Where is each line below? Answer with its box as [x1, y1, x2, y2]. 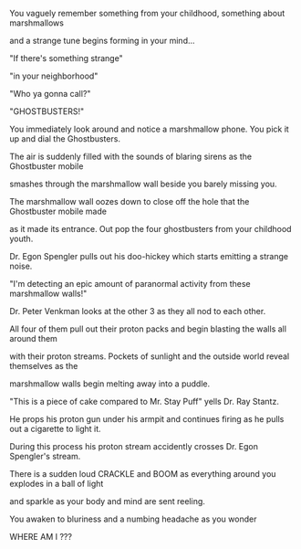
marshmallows [9, 17, 64, 28]
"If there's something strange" [9, 53, 123, 63]
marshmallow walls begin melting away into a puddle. [9, 378, 211, 389]
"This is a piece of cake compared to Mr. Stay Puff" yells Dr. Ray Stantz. [9, 396, 280, 406]
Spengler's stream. [9, 451, 81, 461]
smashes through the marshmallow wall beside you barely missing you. [9, 178, 277, 189]
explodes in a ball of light [9, 479, 104, 489]
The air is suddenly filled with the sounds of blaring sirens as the [9, 151, 253, 162]
